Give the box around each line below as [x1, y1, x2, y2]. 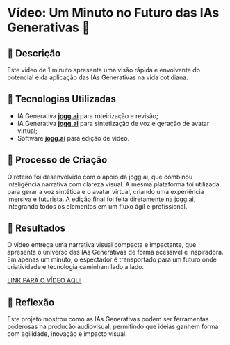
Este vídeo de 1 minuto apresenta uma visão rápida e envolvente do [7, 66, 200, 74]
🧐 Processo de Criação [7, 154, 108, 166]
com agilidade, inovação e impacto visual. [7, 330, 127, 338]
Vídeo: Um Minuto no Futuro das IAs [7, 5, 220, 21]
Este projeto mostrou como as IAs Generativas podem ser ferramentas [7, 315, 209, 323]
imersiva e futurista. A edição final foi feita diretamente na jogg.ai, [7, 195, 196, 203]
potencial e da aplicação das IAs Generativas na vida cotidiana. [7, 73, 189, 81]
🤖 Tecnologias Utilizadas [7, 93, 116, 105]
